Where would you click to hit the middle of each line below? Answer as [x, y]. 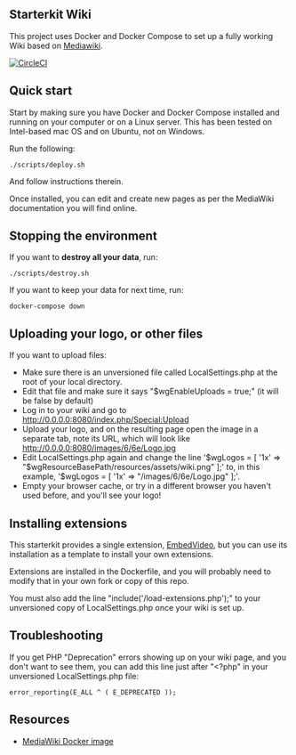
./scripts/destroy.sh [49, 274]
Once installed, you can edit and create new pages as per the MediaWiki [142, 199]
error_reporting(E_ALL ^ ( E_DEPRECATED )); [93, 692]
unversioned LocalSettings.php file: [74, 676]
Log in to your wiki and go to [74, 410]
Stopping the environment [83, 236]
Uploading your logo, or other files [106, 333]
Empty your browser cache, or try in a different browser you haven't [146, 486]
